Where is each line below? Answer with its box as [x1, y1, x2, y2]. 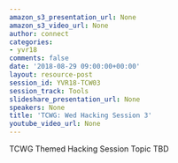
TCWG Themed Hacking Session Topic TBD [9, 144, 170, 154]
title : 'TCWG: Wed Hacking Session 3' [9, 111, 152, 120]
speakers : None [9, 103, 66, 112]
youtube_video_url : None [9, 120, 101, 129]
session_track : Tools [9, 86, 89, 95]
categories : [9, 37, 53, 47]
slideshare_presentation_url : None [9, 94, 141, 104]
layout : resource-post [9, 70, 93, 79]
